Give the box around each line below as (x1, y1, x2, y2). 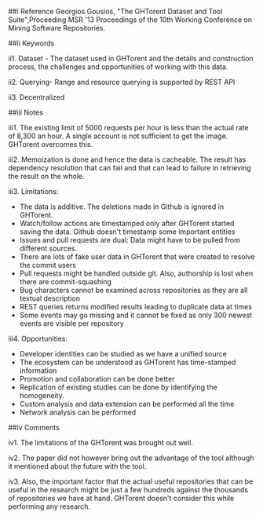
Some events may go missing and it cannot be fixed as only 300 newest (19, 310, 253, 320)
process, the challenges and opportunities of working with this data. (8, 62, 229, 71)
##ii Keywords (8, 38, 55, 48)
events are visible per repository (19, 319, 124, 328)
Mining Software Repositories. (8, 24, 106, 32)
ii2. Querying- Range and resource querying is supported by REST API (8, 78, 236, 86)
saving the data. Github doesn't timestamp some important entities (19, 227, 236, 236)
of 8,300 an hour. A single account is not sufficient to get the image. (8, 131, 228, 141)
